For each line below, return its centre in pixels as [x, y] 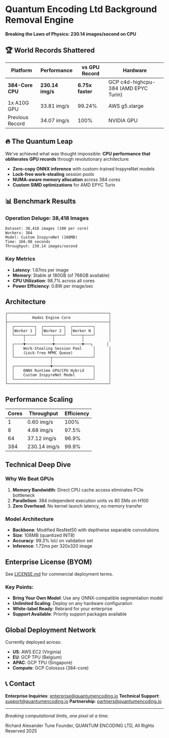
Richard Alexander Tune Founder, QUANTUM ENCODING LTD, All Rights [80, 725]
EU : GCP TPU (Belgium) [37, 657]
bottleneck [24, 495]
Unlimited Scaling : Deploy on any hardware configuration [72, 603]
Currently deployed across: [33, 642]
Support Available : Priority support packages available [69, 614]
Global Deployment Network [51, 630]
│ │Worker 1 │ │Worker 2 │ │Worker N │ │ [58, 331]
